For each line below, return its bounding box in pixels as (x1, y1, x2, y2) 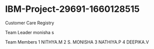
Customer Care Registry (5, 20, 54, 26)
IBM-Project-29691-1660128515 (5, 3, 140, 15)
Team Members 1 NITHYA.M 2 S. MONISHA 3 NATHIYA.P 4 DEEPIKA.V (5, 39, 150, 45)
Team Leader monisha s (5, 29, 54, 35)
